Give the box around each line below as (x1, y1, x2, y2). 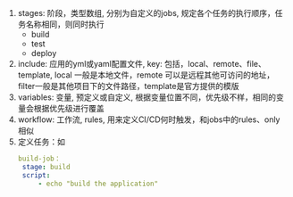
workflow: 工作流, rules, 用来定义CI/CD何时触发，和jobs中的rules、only (17, 114, 280, 125)
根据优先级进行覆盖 (33, 103, 105, 113)
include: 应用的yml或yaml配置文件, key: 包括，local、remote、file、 (17, 59, 266, 69)
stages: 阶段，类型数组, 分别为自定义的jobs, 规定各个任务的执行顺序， (17, 8, 275, 18)
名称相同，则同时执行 (25, 19, 105, 29)
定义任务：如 (17, 136, 65, 147)
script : (21, 170, 51, 180)
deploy (30, 48, 57, 58)
